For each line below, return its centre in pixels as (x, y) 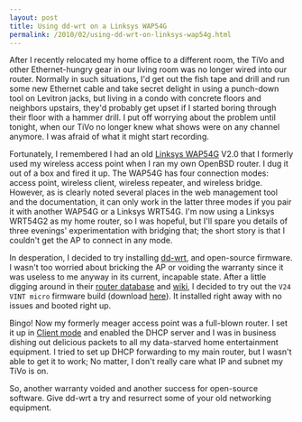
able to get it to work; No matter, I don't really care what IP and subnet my (146, 362)
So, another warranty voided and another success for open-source (134, 389)
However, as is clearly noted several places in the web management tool (143, 193)
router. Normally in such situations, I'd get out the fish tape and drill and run (150, 79)
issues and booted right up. (60, 306)
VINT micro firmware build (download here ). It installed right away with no (146, 296)
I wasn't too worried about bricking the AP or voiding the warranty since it (146, 268)
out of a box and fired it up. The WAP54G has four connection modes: (139, 173)
